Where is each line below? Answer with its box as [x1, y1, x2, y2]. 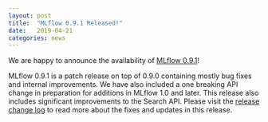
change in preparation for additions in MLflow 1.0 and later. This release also [8, 89, 259, 98]
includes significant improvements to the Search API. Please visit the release [8, 96, 260, 106]
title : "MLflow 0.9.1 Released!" [8, 19, 124, 27]
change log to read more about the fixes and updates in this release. [8, 105, 233, 115]
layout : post [8, 11, 52, 20]
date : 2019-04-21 [8, 26, 73, 34]
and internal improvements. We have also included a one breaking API [8, 80, 238, 89]
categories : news [8, 33, 66, 42]
